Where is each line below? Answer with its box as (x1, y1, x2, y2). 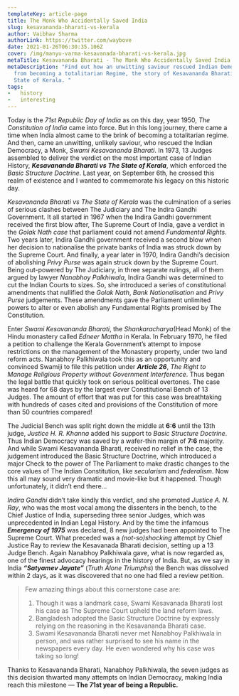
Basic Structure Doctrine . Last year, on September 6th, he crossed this (7, 168, 215, 177)
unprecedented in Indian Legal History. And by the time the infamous (7, 518, 209, 527)
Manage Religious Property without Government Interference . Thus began (7, 370, 225, 378)
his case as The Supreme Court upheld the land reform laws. (35, 606, 214, 615)
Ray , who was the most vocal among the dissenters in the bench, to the (7, 503, 217, 512)
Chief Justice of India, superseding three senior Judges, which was (7, 511, 206, 519)
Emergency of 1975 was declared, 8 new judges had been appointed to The (7, 526, 230, 534)
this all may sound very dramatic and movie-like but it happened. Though (7, 474, 222, 483)
